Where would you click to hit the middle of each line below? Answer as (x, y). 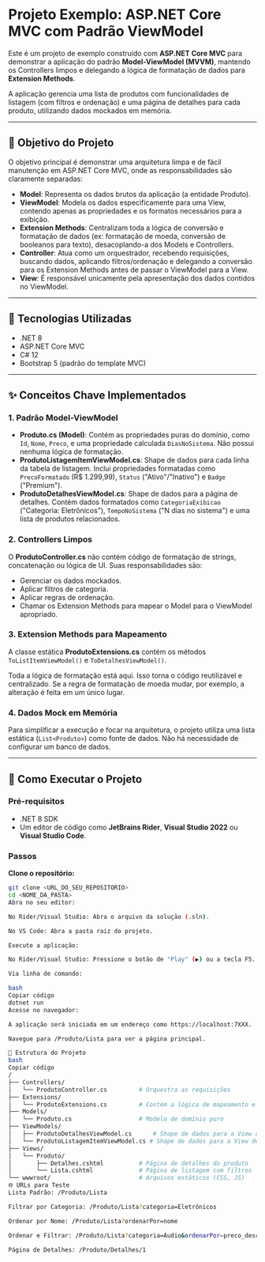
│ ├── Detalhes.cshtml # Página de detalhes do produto (128, 1163)
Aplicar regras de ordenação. (67, 597)
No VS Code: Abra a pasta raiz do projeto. (81, 931)
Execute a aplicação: (44, 945)
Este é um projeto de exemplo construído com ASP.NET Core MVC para (125, 53)
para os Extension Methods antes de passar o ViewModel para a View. (134, 270)
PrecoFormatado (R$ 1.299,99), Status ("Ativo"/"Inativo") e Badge (123, 477)
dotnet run (26, 1003)
